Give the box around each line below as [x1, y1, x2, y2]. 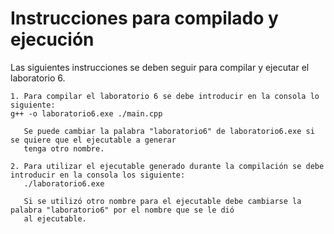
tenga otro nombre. [23, 143, 105, 154]
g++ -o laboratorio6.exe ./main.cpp [10, 108, 163, 119]
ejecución [10, 28, 95, 51]
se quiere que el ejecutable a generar [10, 135, 177, 145]
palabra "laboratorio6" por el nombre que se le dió [10, 205, 235, 215]
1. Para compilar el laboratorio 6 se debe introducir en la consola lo [10, 91, 320, 101]
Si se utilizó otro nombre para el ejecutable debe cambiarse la [23, 196, 302, 206]
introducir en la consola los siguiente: [10, 170, 186, 180]
